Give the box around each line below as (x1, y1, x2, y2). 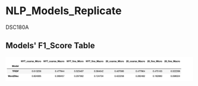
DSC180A (5, 24, 29, 31)
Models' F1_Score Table (5, 41, 95, 51)
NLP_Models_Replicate (5, 4, 122, 18)
